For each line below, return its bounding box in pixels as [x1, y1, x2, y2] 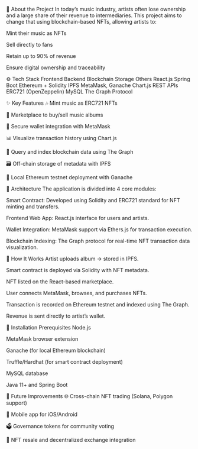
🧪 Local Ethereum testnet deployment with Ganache [6, 174, 133, 180]
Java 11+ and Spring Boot [6, 382, 68, 388]
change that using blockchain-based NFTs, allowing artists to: [6, 18, 157, 25]
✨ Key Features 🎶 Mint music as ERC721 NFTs [6, 99, 118, 106]
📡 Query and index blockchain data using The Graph [6, 148, 134, 155]
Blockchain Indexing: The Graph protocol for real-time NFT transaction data [6, 237, 190, 244]
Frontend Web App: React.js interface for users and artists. [6, 215, 150, 221]
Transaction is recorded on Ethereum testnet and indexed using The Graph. [6, 301, 190, 308]
